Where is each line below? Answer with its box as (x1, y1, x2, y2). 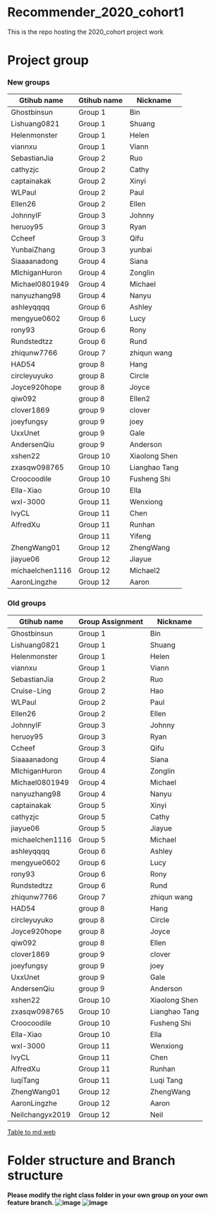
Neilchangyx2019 (11, 1110, 71, 1120)
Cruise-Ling (11, 685, 51, 695)
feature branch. (7, 1198, 54, 1206)
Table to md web (7, 1127, 56, 1136)
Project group (7, 52, 90, 68)
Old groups (7, 599, 47, 608)
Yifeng (129, 532, 152, 541)
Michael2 (129, 565, 161, 575)
